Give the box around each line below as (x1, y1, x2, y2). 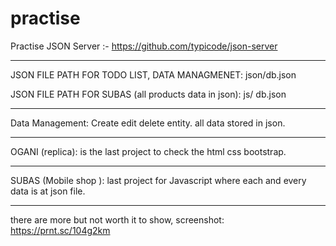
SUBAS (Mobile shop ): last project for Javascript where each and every (10, 174, 307, 186)
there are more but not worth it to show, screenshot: (10, 213, 225, 226)
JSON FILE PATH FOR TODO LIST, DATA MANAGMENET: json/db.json (10, 68, 297, 81)
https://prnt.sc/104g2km (10, 224, 111, 236)
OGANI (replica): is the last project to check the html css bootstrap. (10, 145, 287, 157)
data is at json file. (10, 185, 86, 197)
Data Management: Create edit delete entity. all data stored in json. (10, 117, 286, 129)
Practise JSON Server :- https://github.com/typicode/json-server (10, 40, 278, 52)
